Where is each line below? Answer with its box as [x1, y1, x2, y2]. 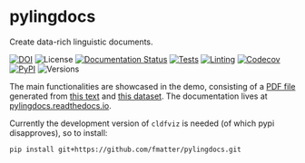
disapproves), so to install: [9, 127, 108, 138]
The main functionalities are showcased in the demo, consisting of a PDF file [9, 81, 296, 91]
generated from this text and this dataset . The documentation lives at [9, 91, 268, 101]
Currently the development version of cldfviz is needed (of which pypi [9, 118, 275, 129]
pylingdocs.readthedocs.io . [9, 100, 112, 110]
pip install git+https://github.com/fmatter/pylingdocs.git [9, 145, 242, 154]
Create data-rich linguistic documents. [9, 36, 153, 47]
